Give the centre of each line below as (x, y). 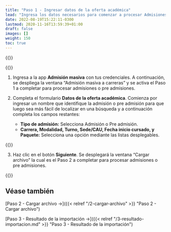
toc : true (16, 43)
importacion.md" (23, 224)
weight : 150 (18, 39)
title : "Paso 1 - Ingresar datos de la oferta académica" (68, 10)
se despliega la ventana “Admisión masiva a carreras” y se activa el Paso (89, 82)
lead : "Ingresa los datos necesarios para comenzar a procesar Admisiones (86, 15)
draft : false (19, 29)
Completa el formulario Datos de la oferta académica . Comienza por (85, 98)
